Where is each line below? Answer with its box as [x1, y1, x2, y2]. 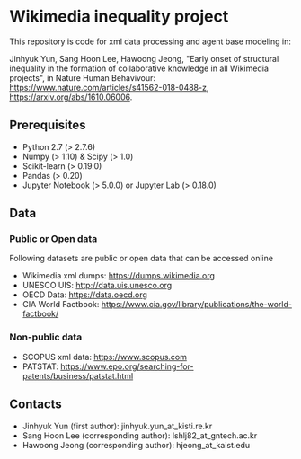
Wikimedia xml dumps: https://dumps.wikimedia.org [22, 270, 216, 281]
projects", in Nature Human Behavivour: [9, 72, 155, 83]
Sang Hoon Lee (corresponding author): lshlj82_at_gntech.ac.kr [22, 429, 258, 441]
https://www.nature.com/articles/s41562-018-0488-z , [9, 82, 209, 93]
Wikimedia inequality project [9, 6, 229, 27]
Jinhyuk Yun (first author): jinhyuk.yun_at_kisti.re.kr [22, 420, 213, 431]
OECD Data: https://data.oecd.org [22, 289, 148, 300]
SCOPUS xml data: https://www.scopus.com [22, 351, 187, 362]
